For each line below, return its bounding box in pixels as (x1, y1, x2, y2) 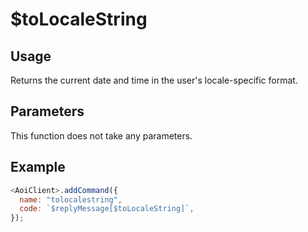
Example (10, 159, 66, 176)
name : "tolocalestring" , (19, 194, 123, 205)
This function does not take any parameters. (10, 129, 193, 142)
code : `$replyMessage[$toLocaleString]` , (19, 204, 195, 214)
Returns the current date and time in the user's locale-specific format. (10, 74, 298, 86)
